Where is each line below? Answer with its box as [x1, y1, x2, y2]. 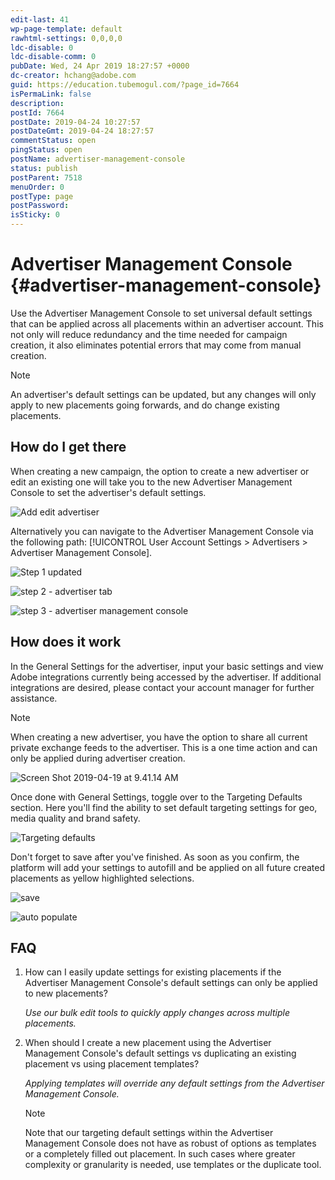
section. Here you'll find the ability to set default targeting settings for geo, [10, 801, 318, 813]
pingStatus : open [10, 145, 83, 155]
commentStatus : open [10, 136, 97, 146]
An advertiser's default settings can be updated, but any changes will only [10, 388, 317, 400]
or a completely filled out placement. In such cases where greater [24, 1148, 296, 1160]
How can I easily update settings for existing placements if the [24, 966, 282, 978]
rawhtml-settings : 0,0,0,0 [10, 33, 123, 43]
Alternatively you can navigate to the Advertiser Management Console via [10, 525, 314, 537]
